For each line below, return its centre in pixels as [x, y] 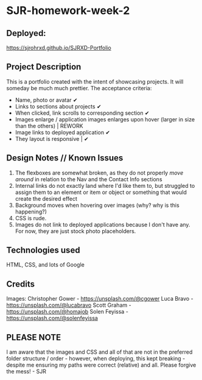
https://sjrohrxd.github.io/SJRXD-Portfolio [59, 48]
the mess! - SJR [26, 371]
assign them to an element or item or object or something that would [101, 192]
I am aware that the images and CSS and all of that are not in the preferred [99, 352]
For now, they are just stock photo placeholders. [75, 231]
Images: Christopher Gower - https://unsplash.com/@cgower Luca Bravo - [100, 299]
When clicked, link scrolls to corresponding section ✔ [82, 113]
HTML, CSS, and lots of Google [46, 265]
